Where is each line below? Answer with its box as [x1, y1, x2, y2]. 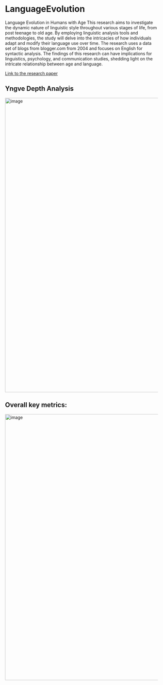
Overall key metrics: [5, 401, 67, 409]
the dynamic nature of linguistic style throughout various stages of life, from [5, 24, 157, 30]
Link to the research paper [5, 70, 58, 76]
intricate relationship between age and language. [5, 61, 103, 67]
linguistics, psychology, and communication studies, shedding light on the [5, 56, 153, 61]
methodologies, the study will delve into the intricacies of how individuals [5, 35, 152, 41]
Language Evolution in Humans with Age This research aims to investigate [5, 20, 153, 25]
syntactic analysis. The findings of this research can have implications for [5, 50, 152, 57]
